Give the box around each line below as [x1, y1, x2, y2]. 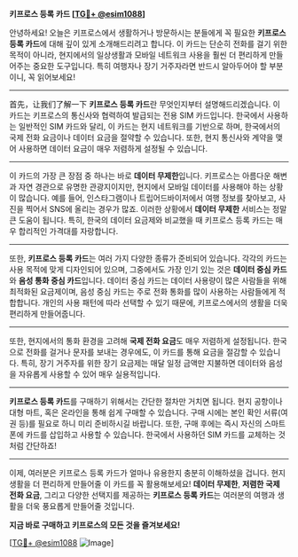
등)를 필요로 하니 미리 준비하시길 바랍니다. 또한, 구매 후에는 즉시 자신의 [18, 419, 263, 428]
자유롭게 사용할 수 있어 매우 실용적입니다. [18, 369, 161, 380]
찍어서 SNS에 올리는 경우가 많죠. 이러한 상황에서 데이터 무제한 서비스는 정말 [25, 204, 287, 214]
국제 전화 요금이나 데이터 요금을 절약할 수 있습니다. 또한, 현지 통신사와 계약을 [9, 132, 274, 143]
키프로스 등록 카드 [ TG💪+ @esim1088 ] [9, 9, 146, 19]
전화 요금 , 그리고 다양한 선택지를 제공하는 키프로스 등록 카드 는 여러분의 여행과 [9, 490, 276, 500]
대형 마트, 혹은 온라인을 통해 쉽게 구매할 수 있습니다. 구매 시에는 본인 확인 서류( [9, 407, 281, 418]
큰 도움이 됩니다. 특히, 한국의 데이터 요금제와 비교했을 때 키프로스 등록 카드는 [9, 215, 274, 225]
